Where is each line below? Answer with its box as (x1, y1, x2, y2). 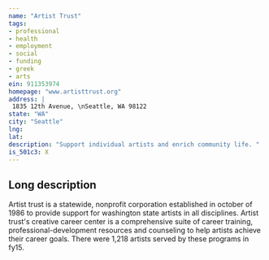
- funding (8, 58, 42, 66)
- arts (8, 72, 31, 80)
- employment (8, 42, 53, 50)
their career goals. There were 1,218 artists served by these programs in (8, 234, 249, 244)
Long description (8, 178, 97, 192)
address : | (8, 95, 46, 103)
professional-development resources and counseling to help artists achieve (8, 225, 262, 236)
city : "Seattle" (8, 118, 63, 126)
